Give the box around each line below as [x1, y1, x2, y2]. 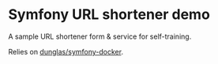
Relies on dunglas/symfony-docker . [8, 47, 124, 56]
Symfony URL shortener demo [8, 6, 211, 24]
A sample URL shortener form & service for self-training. [8, 32, 192, 41]
